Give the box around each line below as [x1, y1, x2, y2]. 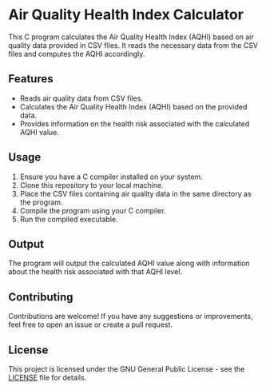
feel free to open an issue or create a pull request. [8, 320, 173, 329]
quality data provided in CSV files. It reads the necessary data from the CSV [8, 40, 258, 50]
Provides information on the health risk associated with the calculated [19, 118, 250, 129]
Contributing [8, 290, 73, 304]
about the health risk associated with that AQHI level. [8, 267, 182, 277]
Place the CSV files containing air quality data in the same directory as [19, 189, 252, 198]
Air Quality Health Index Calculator [8, 6, 244, 24]
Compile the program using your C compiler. [19, 205, 166, 215]
